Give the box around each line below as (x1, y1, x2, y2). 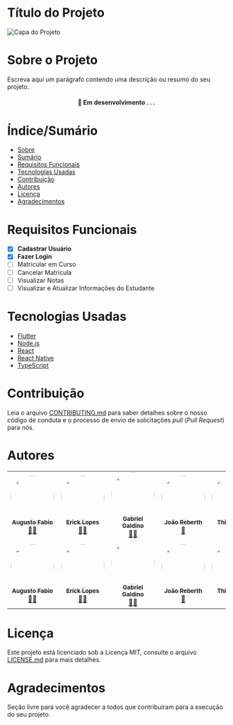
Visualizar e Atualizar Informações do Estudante (17, 283, 155, 292)
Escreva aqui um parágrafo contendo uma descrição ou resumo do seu (7, 75, 211, 83)
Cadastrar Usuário (17, 244, 71, 253)
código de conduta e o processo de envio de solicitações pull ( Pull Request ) (7, 415, 225, 424)
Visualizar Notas (17, 276, 64, 284)
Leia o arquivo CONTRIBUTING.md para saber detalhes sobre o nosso (7, 408, 208, 417)
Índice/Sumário (7, 123, 98, 138)
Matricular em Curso (17, 260, 76, 269)
